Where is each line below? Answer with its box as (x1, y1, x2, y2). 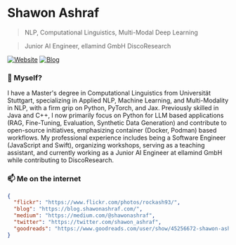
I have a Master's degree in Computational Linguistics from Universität (7, 89, 211, 98)
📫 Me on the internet (7, 174, 81, 184)
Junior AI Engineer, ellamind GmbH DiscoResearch (24, 41, 171, 50)
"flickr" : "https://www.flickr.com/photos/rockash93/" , (13, 199, 181, 206)
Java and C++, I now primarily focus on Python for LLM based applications (7, 111, 224, 120)
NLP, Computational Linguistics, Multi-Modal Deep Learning (24, 28, 198, 37)
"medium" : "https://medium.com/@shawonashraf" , (13, 212, 156, 219)
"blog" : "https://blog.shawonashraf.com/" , (13, 206, 143, 213)
